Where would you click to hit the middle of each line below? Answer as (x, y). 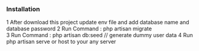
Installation (23, 9)
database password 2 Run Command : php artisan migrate (79, 29)
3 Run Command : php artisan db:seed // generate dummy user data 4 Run (99, 35)
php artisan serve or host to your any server (61, 42)
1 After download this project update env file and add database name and (98, 22)
